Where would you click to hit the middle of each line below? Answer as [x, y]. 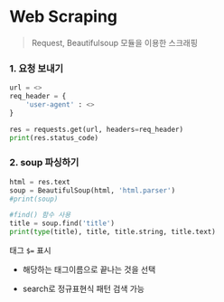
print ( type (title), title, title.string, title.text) [113, 232]
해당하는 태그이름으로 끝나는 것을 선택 [89, 269]
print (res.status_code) [54, 137]
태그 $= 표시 [30, 250]
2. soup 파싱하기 [44, 163]
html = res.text [40, 182]
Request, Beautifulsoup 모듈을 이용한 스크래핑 [115, 42]
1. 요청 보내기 [37, 68]
